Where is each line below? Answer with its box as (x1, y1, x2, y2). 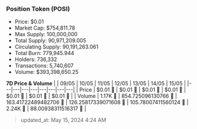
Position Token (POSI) (6, 5, 70, 13)
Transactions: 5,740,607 (14, 62, 74, 69)
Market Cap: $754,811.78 (14, 24, 76, 31)
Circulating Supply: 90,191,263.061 (14, 43, 99, 50)
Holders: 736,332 (14, 56, 57, 63)
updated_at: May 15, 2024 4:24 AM (20, 117, 106, 124)
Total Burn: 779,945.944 (14, 50, 75, 57)
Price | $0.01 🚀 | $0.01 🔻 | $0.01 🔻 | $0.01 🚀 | (79, 86, 186, 93)
